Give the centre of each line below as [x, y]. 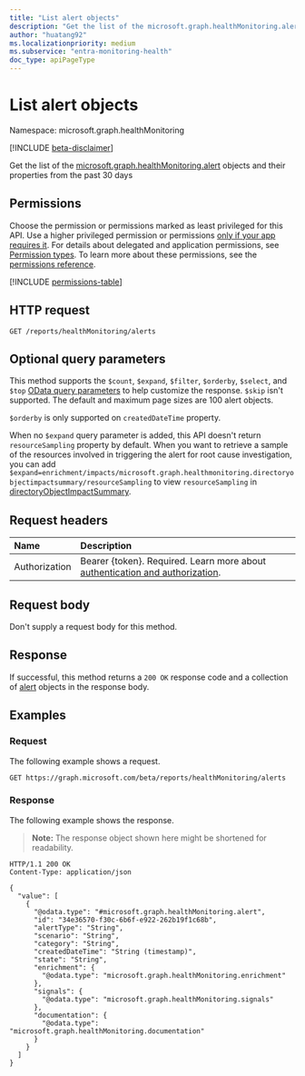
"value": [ [38, 896]
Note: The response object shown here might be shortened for [149, 838]
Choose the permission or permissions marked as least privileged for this [146, 225]
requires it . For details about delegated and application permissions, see [144, 244]
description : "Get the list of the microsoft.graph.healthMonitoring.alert [156, 26]
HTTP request [50, 310]
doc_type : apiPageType [52, 60]
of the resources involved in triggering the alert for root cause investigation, [151, 454]
